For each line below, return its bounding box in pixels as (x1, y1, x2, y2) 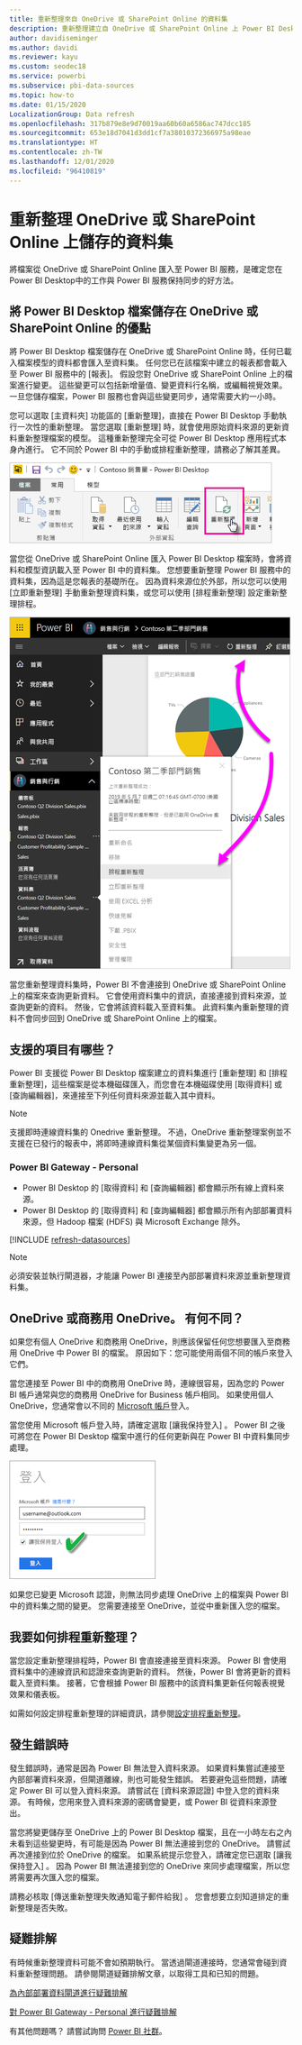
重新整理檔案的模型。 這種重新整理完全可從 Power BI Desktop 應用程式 (16, 433, 279, 443)
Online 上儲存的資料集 (9, 232, 173, 252)
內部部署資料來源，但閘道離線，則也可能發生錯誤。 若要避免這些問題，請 (9, 1774, 280, 1785)
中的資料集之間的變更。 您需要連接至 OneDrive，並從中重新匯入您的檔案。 (9, 1601, 285, 1611)
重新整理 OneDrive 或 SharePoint (9, 209, 256, 230)
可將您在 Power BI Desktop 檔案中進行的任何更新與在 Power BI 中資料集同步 (9, 1431, 290, 1442)
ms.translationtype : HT (9, 138, 99, 148)
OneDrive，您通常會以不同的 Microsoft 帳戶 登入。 (9, 1401, 195, 1411)
